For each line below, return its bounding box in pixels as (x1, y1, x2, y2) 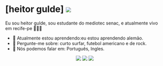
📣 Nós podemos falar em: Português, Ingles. (12, 45, 105, 51)
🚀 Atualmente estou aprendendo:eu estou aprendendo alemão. (12, 35, 143, 41)
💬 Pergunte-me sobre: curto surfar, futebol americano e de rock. (12, 40, 147, 46)
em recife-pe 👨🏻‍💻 (5, 25, 42, 31)
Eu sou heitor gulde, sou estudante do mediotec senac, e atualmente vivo (5, 20, 158, 26)
